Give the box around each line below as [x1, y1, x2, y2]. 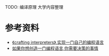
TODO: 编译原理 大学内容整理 [5, 4, 64, 10]
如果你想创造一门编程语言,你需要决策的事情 [12, 45, 98, 51]
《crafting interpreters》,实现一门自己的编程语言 [12, 39, 104, 45]
